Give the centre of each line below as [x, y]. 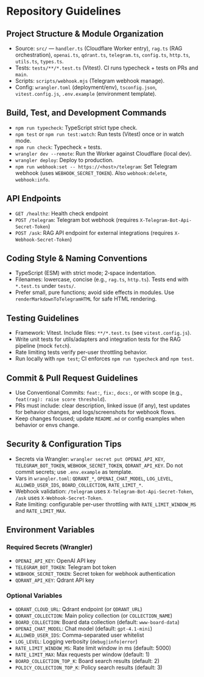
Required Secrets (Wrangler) [50, 547]
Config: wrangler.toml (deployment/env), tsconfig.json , [86, 87]
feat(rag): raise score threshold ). [61, 399]
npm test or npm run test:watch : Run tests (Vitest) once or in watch [100, 134]
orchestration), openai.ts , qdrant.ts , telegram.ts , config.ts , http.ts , [103, 55]
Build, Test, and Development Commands [86, 113]
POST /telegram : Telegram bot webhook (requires [77, 220]
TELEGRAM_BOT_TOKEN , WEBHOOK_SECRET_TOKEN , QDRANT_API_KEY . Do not [99, 465]
